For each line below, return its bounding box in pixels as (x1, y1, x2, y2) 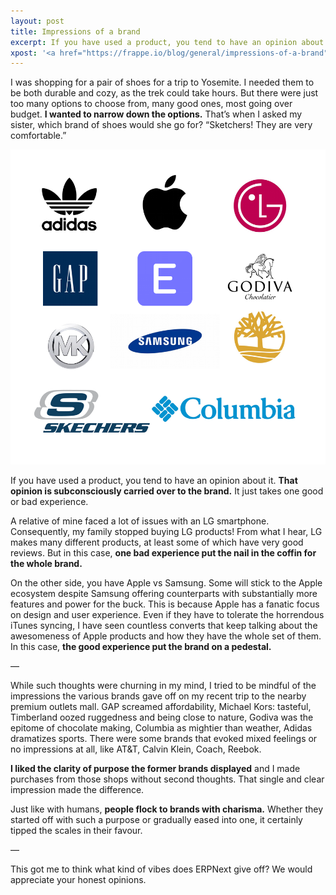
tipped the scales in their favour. (10, 825, 143, 837)
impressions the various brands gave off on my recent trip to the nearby (10, 690, 307, 702)
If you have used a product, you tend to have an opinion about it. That (10, 475, 298, 487)
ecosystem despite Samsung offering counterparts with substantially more (10, 588, 318, 600)
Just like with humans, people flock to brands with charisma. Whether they (10, 803, 324, 815)
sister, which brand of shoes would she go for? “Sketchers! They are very (10, 119, 313, 131)
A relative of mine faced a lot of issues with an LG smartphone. (10, 515, 270, 527)
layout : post (10, 16, 65, 26)
